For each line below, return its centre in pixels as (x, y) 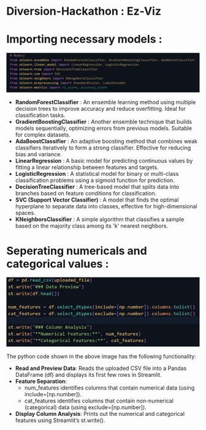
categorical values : (58, 264)
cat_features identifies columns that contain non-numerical (99, 401)
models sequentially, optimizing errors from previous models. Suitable (103, 128)
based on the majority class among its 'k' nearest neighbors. (92, 226)
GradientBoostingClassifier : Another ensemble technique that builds (103, 122)
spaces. (25, 213)
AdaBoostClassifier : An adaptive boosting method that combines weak (106, 141)
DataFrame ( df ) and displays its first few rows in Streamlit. (89, 374)
